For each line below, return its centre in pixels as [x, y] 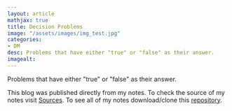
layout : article [31, 14]
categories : [25, 40]
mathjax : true [28, 20]
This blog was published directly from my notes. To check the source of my [116, 92]
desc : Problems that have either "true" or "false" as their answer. [111, 53]
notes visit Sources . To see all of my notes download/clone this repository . [115, 100]
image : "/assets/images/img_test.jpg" [64, 33]
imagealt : [22, 59]
